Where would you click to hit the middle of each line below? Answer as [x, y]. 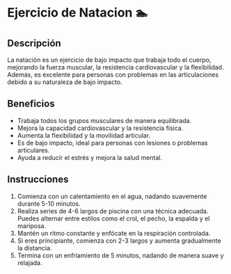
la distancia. [34, 248]
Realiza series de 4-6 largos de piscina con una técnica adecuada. [113, 211]
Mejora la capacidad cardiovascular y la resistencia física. [100, 128]
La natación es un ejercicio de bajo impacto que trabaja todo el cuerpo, [109, 60]
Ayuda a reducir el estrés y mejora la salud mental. [89, 157]
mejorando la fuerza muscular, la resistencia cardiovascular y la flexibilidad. [115, 67]
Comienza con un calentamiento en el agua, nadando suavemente [112, 196]
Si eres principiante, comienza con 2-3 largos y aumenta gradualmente [119, 241]
